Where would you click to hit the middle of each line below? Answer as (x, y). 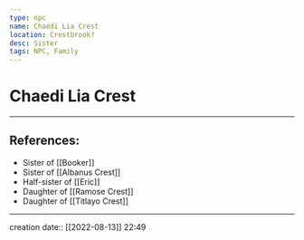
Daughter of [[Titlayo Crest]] (76, 201)
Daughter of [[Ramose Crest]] (78, 191)
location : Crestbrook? (52, 34)
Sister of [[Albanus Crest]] (71, 172)
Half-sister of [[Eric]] (61, 181)
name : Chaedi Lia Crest (54, 26)
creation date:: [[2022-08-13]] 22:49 (78, 226)
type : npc (28, 18)
